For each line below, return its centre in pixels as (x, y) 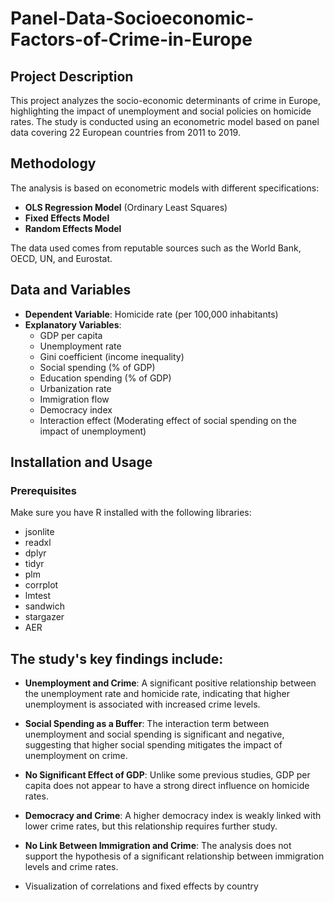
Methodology (53, 163)
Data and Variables (71, 290)
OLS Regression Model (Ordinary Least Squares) (126, 207)
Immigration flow (74, 399)
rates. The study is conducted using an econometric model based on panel (165, 121)
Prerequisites (43, 490)
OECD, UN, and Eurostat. (61, 258)
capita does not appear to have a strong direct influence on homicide (167, 786)
